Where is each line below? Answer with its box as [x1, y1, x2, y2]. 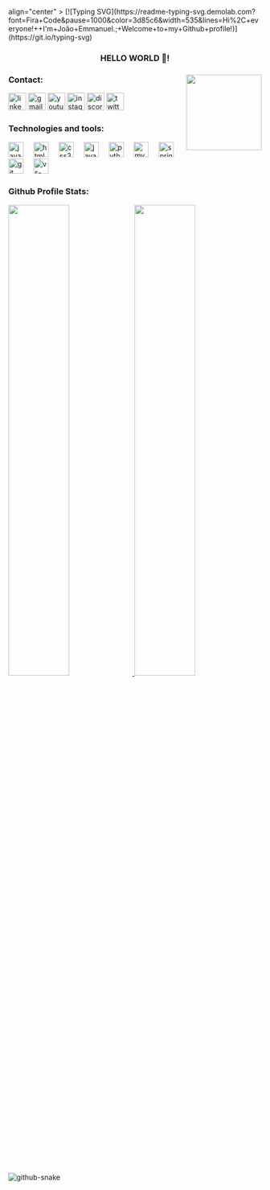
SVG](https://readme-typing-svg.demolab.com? [96, 7, 256, 16]
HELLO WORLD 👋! [100, 52, 170, 64]
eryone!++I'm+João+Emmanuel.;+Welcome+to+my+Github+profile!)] [8, 24, 238, 33]
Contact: [8, 74, 43, 85]
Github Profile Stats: [8, 186, 90, 197]
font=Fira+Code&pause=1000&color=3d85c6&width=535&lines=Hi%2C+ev [8, 15, 259, 25]
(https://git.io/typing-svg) [8, 32, 92, 42]
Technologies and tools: [8, 123, 104, 134]
